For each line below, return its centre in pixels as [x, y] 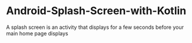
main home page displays [37, 33]
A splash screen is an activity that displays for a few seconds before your [95, 27]
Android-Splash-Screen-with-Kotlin [96, 11]
